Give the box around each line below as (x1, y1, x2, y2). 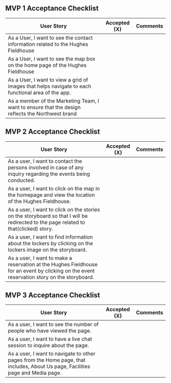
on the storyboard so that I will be (8, 212, 88, 219)
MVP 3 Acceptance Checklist (5, 291, 100, 300)
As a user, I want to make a (8, 254, 72, 262)
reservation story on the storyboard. (8, 273, 94, 280)
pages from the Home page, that (8, 356, 85, 364)
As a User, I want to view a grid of (8, 76, 89, 83)
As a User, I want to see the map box (8, 55, 96, 62)
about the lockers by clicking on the (8, 240, 93, 247)
